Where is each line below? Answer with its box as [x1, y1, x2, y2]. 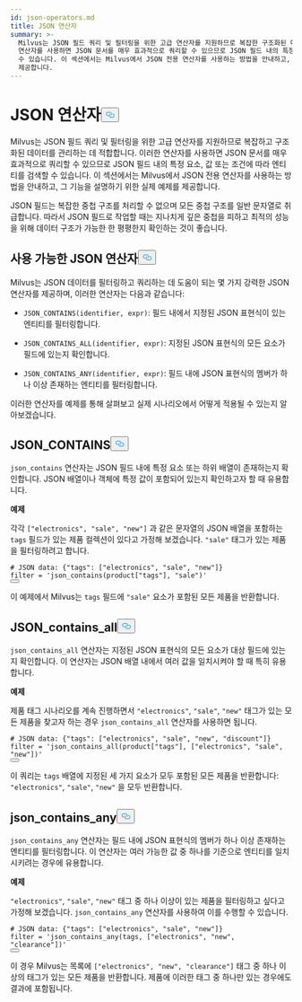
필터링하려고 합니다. [19, 545, 90, 557]
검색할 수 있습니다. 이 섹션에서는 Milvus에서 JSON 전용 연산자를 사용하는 [26, 170, 283, 180]
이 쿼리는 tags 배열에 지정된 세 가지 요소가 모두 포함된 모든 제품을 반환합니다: [10, 770, 280, 781]
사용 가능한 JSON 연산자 [10, 251, 138, 267]
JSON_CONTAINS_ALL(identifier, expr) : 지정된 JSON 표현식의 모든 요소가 [22, 338, 286, 348]
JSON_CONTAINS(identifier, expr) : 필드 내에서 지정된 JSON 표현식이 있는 [22, 307, 286, 318]
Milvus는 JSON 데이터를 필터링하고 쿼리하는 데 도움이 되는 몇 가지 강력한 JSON [10, 277, 289, 287]
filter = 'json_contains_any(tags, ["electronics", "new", [10, 933, 236, 942]
